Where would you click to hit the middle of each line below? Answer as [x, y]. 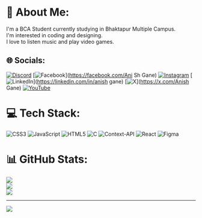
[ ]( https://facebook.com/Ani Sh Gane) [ [113, 75]
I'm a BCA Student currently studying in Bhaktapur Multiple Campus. [91, 29]
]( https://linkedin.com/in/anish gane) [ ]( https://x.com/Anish [111, 81]
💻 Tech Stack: [43, 113]
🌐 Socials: [26, 60]
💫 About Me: [38, 12]
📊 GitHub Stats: [47, 159]
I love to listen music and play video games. [60, 41]
